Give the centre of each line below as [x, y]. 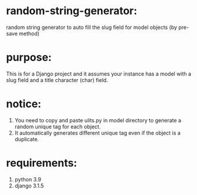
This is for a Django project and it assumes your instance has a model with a [99, 74]
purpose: [29, 58]
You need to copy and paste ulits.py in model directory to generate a [98, 120]
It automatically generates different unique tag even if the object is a [98, 133]
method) [29, 33]
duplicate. [27, 139]
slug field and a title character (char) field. [57, 80]
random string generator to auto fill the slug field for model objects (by [92, 27]
